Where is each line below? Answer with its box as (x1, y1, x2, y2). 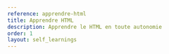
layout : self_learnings (7, 36, 77, 43)
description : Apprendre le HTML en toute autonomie (7, 23, 162, 30)
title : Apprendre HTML (7, 17, 74, 24)
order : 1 (7, 29, 33, 37)
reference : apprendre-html (7, 10, 87, 18)
